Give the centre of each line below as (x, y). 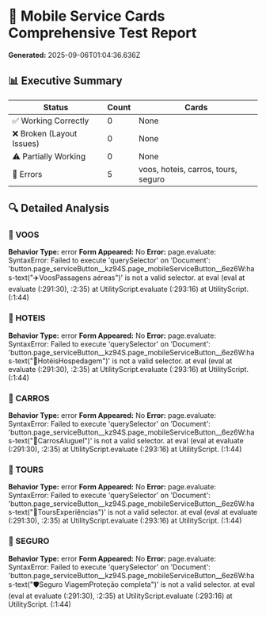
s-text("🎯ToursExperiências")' (57, 512)
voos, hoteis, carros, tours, (188, 169)
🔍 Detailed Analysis (59, 208)
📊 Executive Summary (65, 81)
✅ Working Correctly (51, 121)
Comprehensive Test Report (103, 33)
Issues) (26, 144)
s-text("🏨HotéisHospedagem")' (59, 361)
